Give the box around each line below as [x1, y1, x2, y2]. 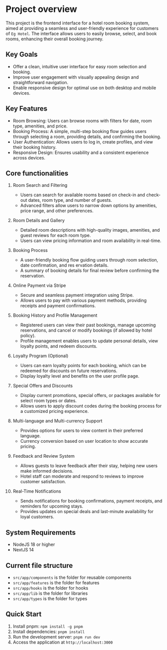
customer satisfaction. [20, 479, 66, 485]
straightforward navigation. [12, 79, 69, 85]
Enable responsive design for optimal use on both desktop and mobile [12, 85, 156, 91]
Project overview [5, 3, 78, 15]
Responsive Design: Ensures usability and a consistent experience [12, 149, 149, 155]
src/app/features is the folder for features [12, 580, 100, 586]
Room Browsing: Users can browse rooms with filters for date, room [12, 118, 152, 124]
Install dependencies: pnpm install [12, 629, 85, 635]
